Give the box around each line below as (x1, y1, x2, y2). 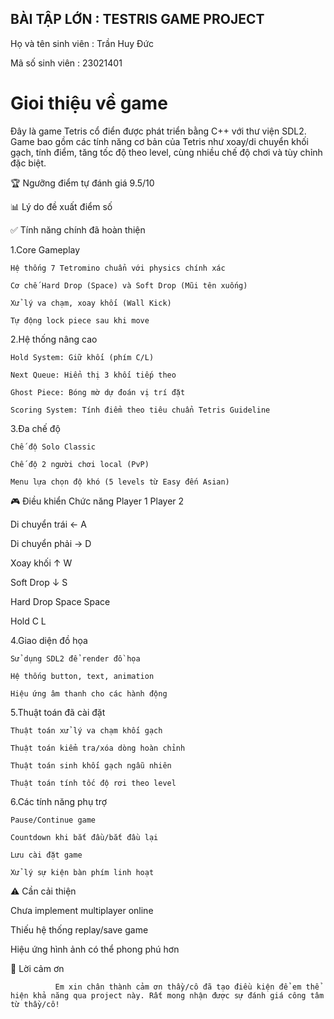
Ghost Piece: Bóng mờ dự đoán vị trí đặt (10, 387, 186, 397)
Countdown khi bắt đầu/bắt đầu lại (10, 832, 159, 842)
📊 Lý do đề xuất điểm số (10, 200, 113, 212)
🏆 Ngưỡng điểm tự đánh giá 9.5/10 (10, 177, 155, 189)
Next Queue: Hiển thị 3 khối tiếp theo (10, 370, 177, 380)
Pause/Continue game (10, 815, 97, 825)
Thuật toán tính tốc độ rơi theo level (10, 778, 177, 788)
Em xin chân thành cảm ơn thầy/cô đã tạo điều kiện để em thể (54, 982, 320, 992)
